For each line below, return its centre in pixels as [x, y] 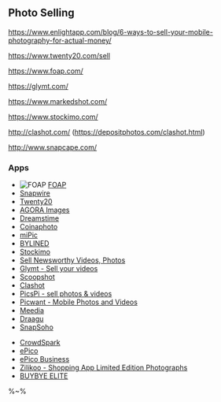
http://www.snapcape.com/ [53, 147]
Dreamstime [39, 218]
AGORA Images [44, 210]
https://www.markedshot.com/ [58, 101]
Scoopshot [37, 277]
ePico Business [44, 359]
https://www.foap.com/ [46, 71]
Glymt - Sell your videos [59, 269]
